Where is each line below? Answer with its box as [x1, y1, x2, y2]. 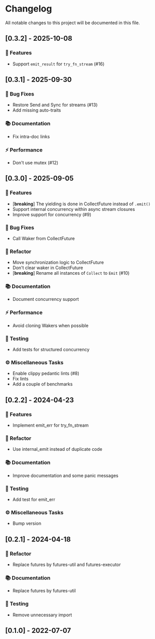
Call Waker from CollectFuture [12, 235, 75, 242]
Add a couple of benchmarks [12, 381, 73, 387]
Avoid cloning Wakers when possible [12, 323, 89, 329]
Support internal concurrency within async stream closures [12, 206, 135, 212]
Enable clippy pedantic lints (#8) [12, 370, 79, 376]
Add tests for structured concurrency [12, 347, 90, 353]
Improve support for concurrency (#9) [12, 211, 92, 217]
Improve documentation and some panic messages [12, 472, 119, 478]
